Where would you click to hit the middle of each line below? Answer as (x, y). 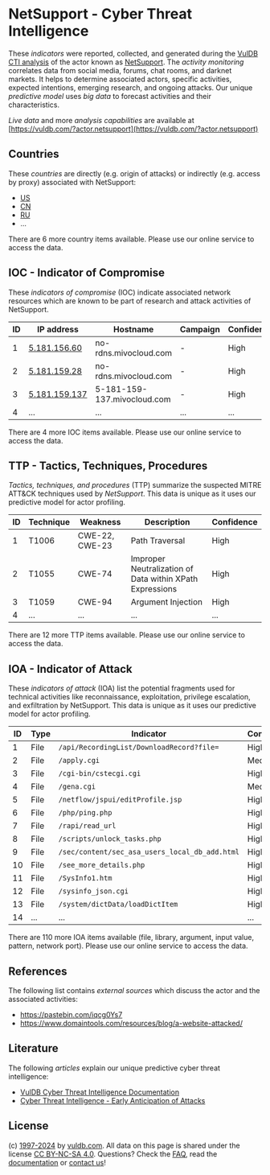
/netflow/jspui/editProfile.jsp (120, 800)
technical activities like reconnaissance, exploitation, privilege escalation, (129, 697)
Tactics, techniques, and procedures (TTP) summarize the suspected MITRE (135, 485)
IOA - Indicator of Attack (70, 669)
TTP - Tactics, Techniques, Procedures (108, 466)
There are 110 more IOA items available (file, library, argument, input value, (131, 938)
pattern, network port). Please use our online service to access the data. (128, 946)
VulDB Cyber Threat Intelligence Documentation (100, 1092)
